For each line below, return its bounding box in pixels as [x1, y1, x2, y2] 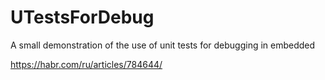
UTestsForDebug [10, 6, 155, 29]
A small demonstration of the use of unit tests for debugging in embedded [10, 39, 316, 51]
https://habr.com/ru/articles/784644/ [10, 58, 163, 70]
